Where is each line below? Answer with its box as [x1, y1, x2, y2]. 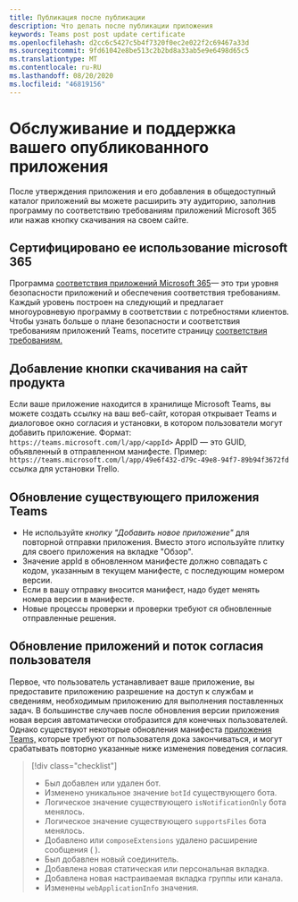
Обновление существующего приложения [9, 489, 260, 505]
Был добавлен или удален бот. [44, 778, 161, 788]
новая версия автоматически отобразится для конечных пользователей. [9, 714, 288, 725]
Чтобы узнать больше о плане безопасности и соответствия [9, 316, 241, 327]
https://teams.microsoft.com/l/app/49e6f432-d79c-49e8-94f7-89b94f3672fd [9, 455, 290, 465]
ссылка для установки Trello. [9, 464, 120, 474]
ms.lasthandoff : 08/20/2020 [9, 72, 114, 81]
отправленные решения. [21, 613, 117, 623]
